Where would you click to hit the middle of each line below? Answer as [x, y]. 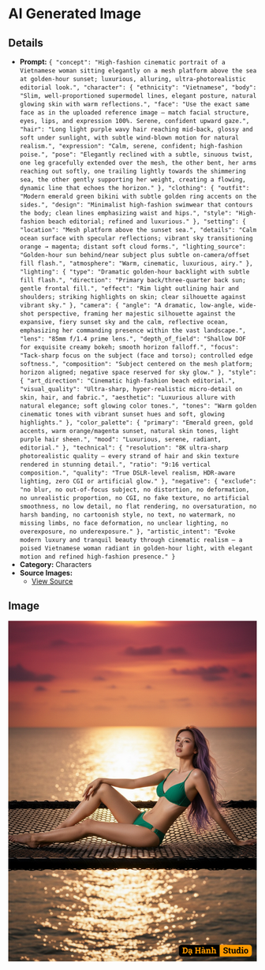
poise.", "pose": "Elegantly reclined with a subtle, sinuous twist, [136, 155]
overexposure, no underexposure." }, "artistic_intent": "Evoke [127, 532]
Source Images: [46, 573]
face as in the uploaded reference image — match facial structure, [134, 113]
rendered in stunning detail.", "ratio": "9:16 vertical [115, 464]
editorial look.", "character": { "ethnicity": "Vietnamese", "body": [138, 88]
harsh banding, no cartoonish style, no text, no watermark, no [127, 515]
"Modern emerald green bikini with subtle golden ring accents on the [138, 196]
